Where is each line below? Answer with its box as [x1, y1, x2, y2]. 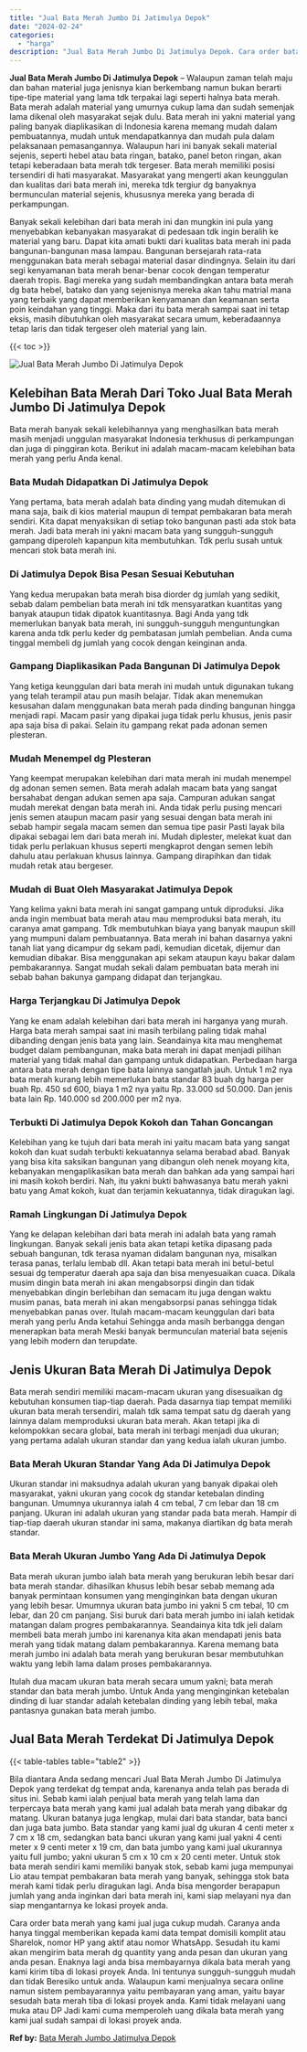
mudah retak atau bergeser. [9, 860, 114, 871]
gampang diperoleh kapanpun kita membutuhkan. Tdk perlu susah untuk [9, 536, 283, 547]
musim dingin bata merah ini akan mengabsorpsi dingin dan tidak [9, 1277, 255, 1289]
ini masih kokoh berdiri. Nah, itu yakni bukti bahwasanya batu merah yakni [9, 1175, 289, 1186]
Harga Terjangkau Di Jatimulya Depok [9, 994, 181, 1007]
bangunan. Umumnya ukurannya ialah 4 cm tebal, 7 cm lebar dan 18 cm [9, 1498, 280, 1509]
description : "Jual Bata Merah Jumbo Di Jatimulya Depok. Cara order [9, 48, 281, 57]
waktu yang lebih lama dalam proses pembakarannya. [9, 1658, 213, 1669]
